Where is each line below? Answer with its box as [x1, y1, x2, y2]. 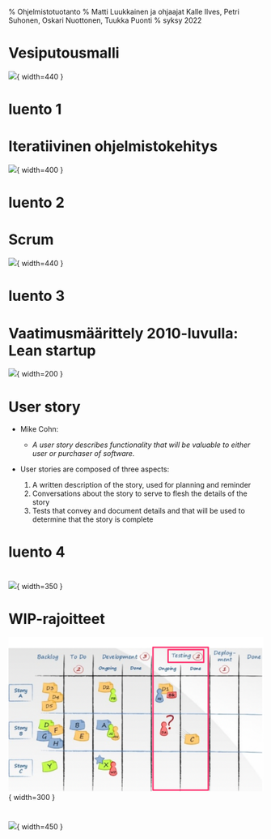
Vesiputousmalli [8, 44, 120, 62]
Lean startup [8, 341, 96, 359]
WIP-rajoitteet [8, 609, 105, 628]
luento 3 [8, 287, 65, 305]
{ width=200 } [16, 369, 63, 379]
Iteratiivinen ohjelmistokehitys [8, 137, 218, 156]
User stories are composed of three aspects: [19, 464, 170, 474]
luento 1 [8, 101, 62, 118]
